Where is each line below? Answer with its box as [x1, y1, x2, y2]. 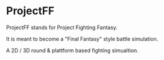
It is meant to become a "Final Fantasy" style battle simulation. [6, 35, 159, 42]
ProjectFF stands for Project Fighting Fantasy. [6, 24, 118, 31]
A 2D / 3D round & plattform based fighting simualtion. [6, 46, 139, 54]
